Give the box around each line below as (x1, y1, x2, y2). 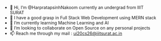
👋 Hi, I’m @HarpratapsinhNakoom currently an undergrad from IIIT (9, 5, 144, 10)
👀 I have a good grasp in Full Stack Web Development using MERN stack (9, 15, 157, 20)
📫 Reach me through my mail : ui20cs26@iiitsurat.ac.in (9, 30, 123, 36)
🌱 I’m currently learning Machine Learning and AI (9, 20, 109, 26)
